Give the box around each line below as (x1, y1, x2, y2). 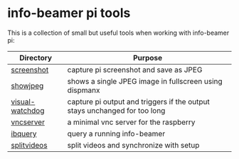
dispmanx (67, 85, 100, 95)
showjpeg (11, 80, 44, 90)
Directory (18, 53, 52, 62)
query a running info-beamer (67, 128, 166, 138)
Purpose (132, 53, 163, 62)
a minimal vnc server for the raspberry (67, 117, 196, 127)
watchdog (11, 105, 45, 115)
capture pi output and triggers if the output (67, 97, 210, 106)
